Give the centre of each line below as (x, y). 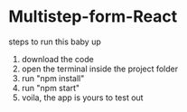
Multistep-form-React (93, 17)
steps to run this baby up (55, 42)
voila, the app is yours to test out (82, 98)
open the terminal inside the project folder (100, 69)
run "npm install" (53, 78)
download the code (57, 59)
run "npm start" (51, 88)
